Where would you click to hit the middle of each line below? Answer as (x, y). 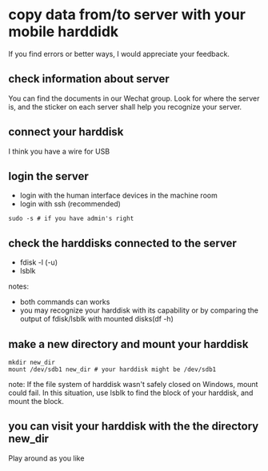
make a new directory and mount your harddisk (129, 344)
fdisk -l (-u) (39, 262)
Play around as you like (46, 458)
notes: (19, 286)
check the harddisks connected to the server (123, 243)
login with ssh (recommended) (70, 204)
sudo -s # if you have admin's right (71, 219)
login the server (49, 176)
